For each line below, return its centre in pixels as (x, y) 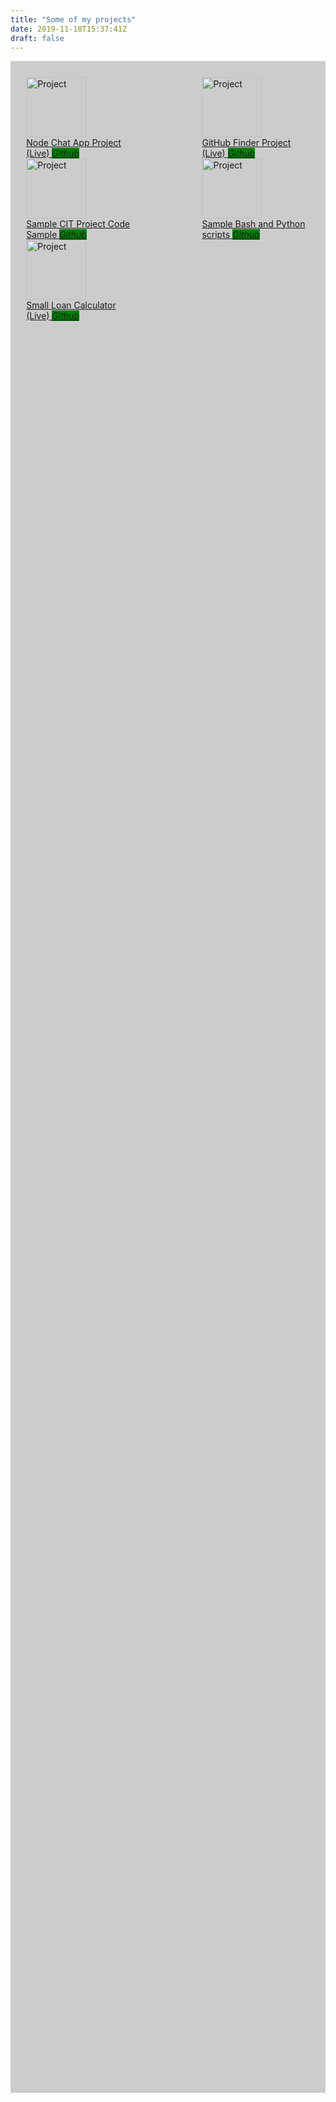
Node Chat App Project (74, 142)
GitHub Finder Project (246, 142)
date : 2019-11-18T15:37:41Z (69, 29)
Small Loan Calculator (71, 305)
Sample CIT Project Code (78, 223)
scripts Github (230, 234)
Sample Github (56, 234)
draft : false (37, 38)
